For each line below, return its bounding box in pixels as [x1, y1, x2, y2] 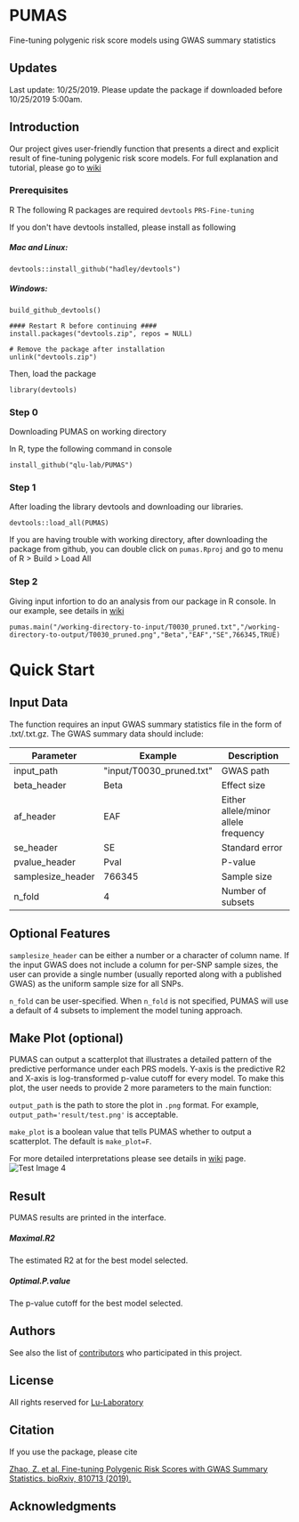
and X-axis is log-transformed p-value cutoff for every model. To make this [9, 1073, 285, 1084]
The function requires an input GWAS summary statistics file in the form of [9, 719, 282, 729]
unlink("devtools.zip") [9, 353, 98, 362]
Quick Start [9, 660, 95, 680]
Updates [9, 61, 58, 76]
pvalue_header [13, 856, 76, 868]
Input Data [9, 696, 69, 711]
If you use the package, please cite [9, 1446, 138, 1457]
